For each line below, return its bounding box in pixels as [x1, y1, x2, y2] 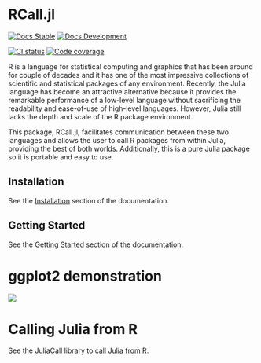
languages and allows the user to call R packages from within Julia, [8, 135, 226, 145]
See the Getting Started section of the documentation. [8, 240, 183, 249]
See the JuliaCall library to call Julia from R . [8, 346, 149, 355]
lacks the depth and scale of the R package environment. [8, 112, 193, 121]
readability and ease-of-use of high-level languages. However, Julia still [8, 104, 241, 113]
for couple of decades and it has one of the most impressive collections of [8, 70, 249, 79]
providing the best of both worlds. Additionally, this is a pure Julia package [8, 144, 250, 153]
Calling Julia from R [8, 320, 138, 338]
